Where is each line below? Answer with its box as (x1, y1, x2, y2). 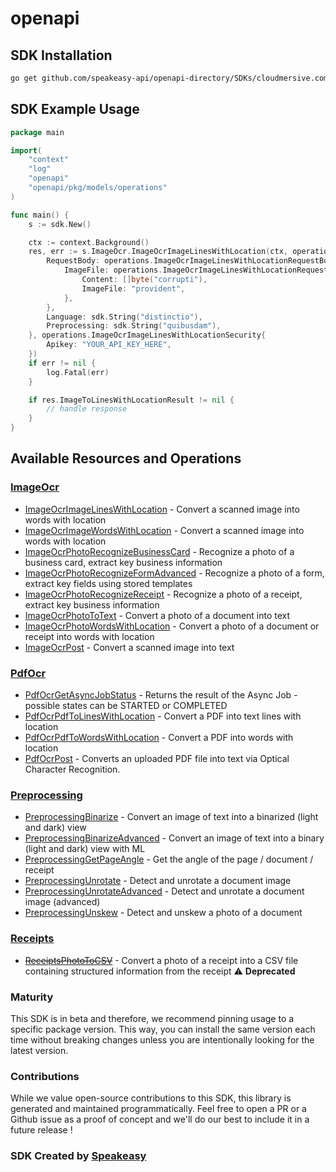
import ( (10, 145, 43, 156)
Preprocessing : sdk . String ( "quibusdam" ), (46, 321, 222, 331)
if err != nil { (28, 358, 97, 368)
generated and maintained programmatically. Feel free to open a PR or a (10, 1103, 307, 1115)
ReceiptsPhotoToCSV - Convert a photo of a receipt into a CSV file (24, 954, 299, 966)
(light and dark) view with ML (24, 843, 146, 855)
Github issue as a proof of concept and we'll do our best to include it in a (10, 1113, 310, 1126)
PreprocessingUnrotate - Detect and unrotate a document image (24, 875, 292, 887)
